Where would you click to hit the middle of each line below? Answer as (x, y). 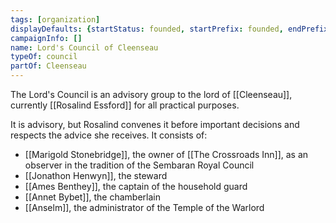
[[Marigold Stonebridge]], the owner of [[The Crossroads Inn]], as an (166, 154)
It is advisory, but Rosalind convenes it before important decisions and (155, 124)
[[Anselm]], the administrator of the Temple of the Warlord (144, 207)
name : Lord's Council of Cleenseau (84, 47)
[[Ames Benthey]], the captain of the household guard (136, 186)
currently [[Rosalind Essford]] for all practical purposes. (125, 105)
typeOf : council (44, 57)
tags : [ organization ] (55, 19)
